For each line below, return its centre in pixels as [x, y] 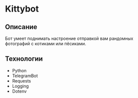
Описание [21, 27]
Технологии [24, 59]
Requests [21, 81]
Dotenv [19, 91]
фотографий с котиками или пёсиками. [46, 44]
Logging [20, 86]
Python [19, 70]
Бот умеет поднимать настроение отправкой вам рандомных [69, 38]
